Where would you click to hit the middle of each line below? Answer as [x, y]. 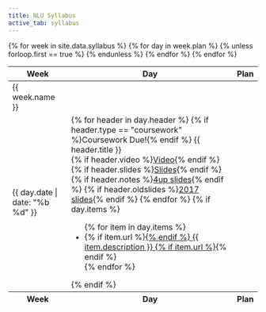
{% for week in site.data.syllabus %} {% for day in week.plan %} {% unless [131, 45]
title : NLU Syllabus [42, 15]
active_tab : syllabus [44, 23]
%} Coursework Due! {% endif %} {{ [135, 140]
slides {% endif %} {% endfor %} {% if [141, 199]
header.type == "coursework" [127, 129]
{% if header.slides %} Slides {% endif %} [146, 169]
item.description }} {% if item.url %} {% [156, 247]
